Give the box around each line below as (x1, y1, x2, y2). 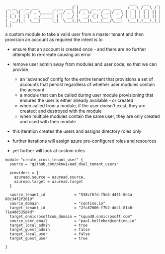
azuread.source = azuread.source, (14, 175, 85, 180)
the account (19, 87, 45, 93)
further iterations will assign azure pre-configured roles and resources (12, 138, 157, 144)
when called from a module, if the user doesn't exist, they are (19, 103, 146, 108)
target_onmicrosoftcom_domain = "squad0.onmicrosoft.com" (9, 214, 133, 219)
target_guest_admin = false (9, 227, 90, 232)
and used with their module (19, 119, 76, 124)
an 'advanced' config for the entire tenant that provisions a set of (19, 76, 153, 82)
